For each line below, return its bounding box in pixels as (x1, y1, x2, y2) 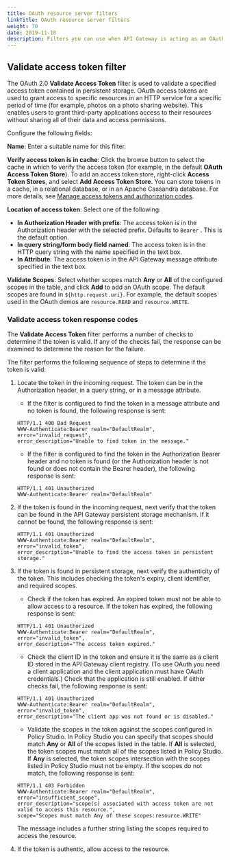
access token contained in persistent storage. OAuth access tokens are (7, 86, 208, 95)
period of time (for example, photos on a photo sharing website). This (7, 101, 203, 109)
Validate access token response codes (7, 314, 138, 324)
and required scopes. (16, 581, 77, 590)
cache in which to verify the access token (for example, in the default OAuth (7, 163, 222, 171)
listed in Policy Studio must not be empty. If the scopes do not (27, 762, 203, 770)
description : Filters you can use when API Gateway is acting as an (7, 36, 207, 43)
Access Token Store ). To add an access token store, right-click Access (7, 170, 209, 178)
